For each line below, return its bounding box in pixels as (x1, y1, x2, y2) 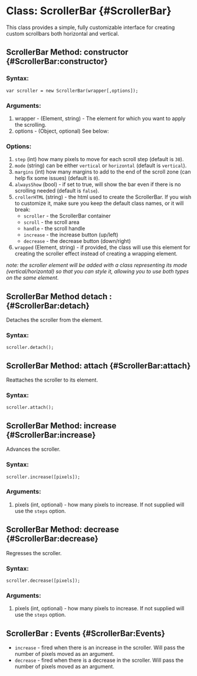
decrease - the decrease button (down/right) (23, 238, 131, 245)
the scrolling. (14, 121, 47, 128)
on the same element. (6, 274, 59, 281)
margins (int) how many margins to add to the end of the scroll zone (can (14, 168, 191, 175)
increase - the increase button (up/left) (23, 231, 119, 238)
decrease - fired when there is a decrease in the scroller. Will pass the (14, 656, 184, 664)
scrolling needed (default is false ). (14, 187, 99, 194)
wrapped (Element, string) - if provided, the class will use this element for (14, 244, 191, 251)
